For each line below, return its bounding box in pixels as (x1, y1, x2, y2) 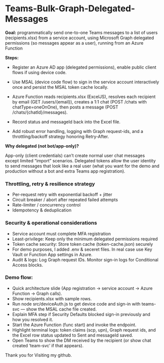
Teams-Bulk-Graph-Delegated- (5, 3, 136, 14)
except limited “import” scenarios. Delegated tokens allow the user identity (5, 157, 156, 163)
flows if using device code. (12, 69, 67, 75)
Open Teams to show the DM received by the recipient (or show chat (12, 337, 151, 343)
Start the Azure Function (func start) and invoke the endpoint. (12, 322, 137, 328)
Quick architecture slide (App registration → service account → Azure (12, 285, 153, 291)
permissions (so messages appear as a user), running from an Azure (5, 40, 143, 46)
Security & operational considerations (5, 219, 97, 226)
